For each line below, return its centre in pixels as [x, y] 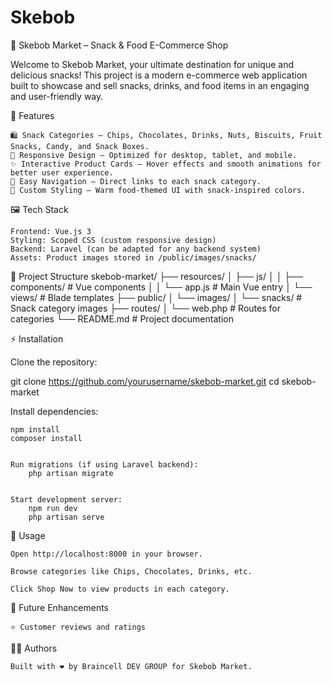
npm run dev [53, 508]
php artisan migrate [71, 473]
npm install [35, 429]
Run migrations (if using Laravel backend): [104, 464]
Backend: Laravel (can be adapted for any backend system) [136, 249]
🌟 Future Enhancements [59, 607]
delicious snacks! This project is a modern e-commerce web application [159, 75]
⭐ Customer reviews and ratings [78, 627]
